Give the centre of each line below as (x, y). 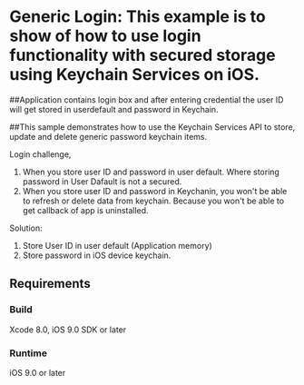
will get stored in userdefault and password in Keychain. (114, 109)
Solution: (26, 228)
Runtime (29, 353)
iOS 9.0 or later (38, 372)
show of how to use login (105, 36)
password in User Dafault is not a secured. (102, 181)
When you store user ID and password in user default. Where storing (151, 172)
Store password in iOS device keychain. (97, 255)
